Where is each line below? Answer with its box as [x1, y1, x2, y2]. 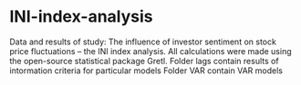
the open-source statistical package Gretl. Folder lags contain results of [9, 55, 280, 66]
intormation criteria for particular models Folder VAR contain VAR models [9, 65, 283, 76]
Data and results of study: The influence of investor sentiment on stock [9, 36, 276, 47]
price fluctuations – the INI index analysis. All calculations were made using [9, 45, 292, 56]
